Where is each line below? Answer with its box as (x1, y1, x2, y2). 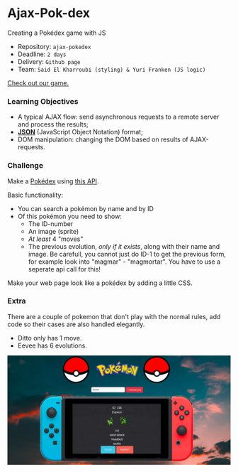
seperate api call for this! (28, 264, 101, 273)
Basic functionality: (7, 191, 64, 199)
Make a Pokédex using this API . (7, 176, 99, 186)
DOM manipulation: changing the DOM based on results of (17, 135, 189, 144)
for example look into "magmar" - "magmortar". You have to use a (28, 257, 221, 266)
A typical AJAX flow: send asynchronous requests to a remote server (17, 112, 220, 122)
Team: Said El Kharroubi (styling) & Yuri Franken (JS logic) (17, 65, 206, 73)
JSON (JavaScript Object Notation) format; (17, 128, 143, 136)
